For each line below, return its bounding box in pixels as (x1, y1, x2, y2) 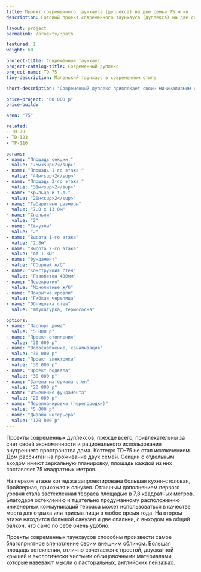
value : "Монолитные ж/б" (11, 284, 74, 290)
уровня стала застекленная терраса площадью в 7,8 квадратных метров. (6, 490, 194, 497)
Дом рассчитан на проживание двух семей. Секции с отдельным (6, 453, 175, 460)
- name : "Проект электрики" (6, 357, 77, 363)
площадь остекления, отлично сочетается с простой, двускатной (6, 546, 174, 553)
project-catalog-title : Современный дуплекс (6, 63, 119, 69)
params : (6, 151, 26, 157)
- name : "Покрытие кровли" (6, 290, 74, 296)
